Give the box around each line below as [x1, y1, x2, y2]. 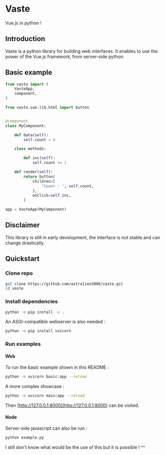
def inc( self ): [23, 155, 56, 160]
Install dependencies [5, 298, 58, 305]
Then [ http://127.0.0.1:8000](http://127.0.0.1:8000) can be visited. [5, 402, 140, 409]
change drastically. [5, 240, 45, 246]
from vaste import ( [5, 82, 49, 87]
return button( [23, 174, 56, 179]
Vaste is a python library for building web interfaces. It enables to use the [5, 48, 158, 54]
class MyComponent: [5, 123, 47, 128]
